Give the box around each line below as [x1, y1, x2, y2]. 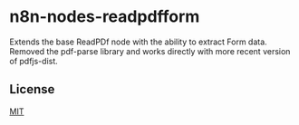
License [9, 82, 55, 97]
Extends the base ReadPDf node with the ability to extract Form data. [9, 36, 267, 47]
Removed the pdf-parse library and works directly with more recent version [9, 45, 291, 56]
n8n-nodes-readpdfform [9, 6, 200, 27]
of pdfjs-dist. [9, 55, 59, 66]
